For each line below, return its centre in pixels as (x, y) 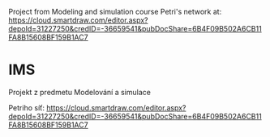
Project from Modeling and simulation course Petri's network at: (115, 12)
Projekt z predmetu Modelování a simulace (80, 92)
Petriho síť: (27, 107)
